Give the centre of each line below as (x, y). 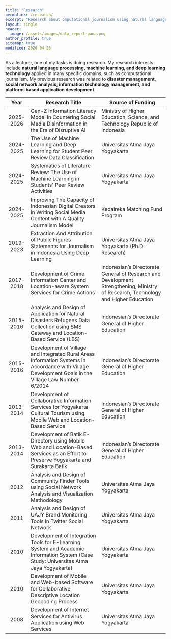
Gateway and (46, 333)
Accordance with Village (60, 366)
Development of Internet (60, 609)
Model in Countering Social (63, 117)
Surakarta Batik (49, 466)
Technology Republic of (130, 124)
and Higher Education (127, 299)
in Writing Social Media (58, 212)
